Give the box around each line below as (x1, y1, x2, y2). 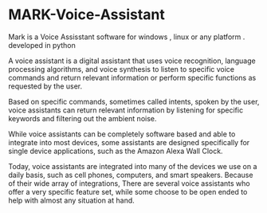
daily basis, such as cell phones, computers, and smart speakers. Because (8, 170, 253, 179)
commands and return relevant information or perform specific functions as (8, 73, 257, 82)
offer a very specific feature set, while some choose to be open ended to (8, 187, 248, 196)
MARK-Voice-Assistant (8, 6, 166, 24)
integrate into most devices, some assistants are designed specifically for (8, 137, 250, 147)
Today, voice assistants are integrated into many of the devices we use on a (8, 161, 257, 171)
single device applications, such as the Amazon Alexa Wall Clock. (8, 146, 223, 156)
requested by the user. (8, 81, 83, 91)
